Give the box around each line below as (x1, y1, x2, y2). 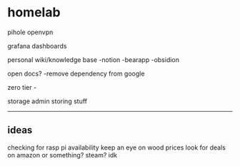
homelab (7, 4, 61, 21)
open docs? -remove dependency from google (7, 69, 145, 78)
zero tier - (7, 83, 37, 91)
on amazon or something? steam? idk (7, 150, 118, 159)
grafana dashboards (7, 41, 67, 50)
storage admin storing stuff (7, 97, 88, 105)
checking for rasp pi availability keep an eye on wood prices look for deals (7, 143, 226, 152)
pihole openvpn (7, 28, 54, 36)
